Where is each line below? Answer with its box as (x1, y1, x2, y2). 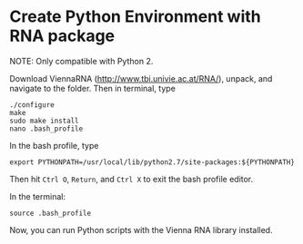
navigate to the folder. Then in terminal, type (9, 83, 176, 93)
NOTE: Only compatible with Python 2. (9, 55, 154, 66)
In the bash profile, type (9, 140, 99, 151)
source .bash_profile (9, 209, 92, 218)
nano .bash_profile (9, 124, 84, 133)
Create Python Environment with (9, 6, 261, 27)
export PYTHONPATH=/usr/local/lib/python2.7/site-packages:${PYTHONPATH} (9, 157, 296, 167)
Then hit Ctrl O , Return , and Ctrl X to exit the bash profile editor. (9, 173, 254, 184)
